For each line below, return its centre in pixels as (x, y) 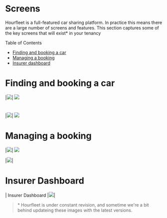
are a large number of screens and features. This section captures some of (82, 27)
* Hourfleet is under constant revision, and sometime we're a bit (83, 205)
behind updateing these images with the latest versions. (75, 210)
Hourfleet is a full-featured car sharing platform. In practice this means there (84, 22)
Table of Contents (24, 42)
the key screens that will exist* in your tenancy (53, 33)
